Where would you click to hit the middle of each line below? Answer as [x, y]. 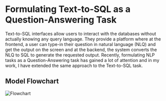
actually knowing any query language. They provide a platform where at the [83, 39]
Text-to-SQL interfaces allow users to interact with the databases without [81, 33]
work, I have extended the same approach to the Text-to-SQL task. [74, 65]
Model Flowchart [32, 81]
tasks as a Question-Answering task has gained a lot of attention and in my [82, 60]
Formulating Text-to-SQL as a [68, 9]
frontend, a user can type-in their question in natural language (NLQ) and [80, 44]
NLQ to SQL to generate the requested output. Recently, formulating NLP [80, 55]
